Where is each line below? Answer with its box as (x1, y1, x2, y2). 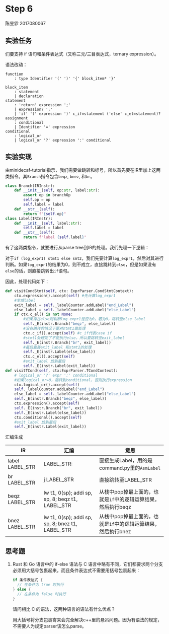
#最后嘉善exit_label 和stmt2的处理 (23, 344, 92, 350)
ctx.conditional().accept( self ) (14, 415, 82, 420)
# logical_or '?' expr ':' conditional (14, 373, 98, 378)
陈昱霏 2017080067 (5, 20, 46, 26)
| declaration (14, 94, 44, 99)
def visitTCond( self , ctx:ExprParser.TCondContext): (5, 368, 118, 373)
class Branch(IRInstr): (5, 183, 55, 188)
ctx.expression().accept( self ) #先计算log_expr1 (14, 293, 116, 298)
